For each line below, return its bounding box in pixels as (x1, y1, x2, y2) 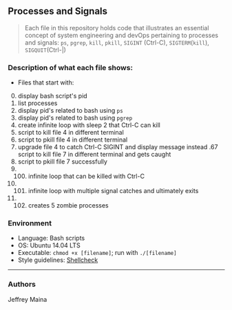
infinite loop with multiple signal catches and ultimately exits (28, 187, 199, 195)
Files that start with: (17, 78, 74, 87)
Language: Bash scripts (17, 234, 85, 243)
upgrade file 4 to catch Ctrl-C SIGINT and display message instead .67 (17, 143, 218, 151)
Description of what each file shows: (8, 63, 134, 72)
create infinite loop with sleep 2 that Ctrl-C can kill (17, 121, 160, 129)
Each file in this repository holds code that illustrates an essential (24, 23, 209, 32)
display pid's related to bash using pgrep (17, 113, 133, 122)
